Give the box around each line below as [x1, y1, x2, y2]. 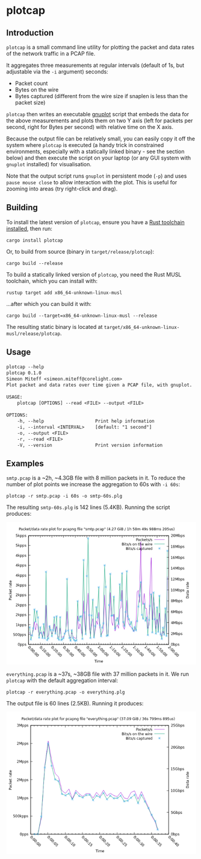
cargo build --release [6, 260, 63, 266]
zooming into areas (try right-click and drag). [6, 185, 118, 192]
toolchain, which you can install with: [6, 277, 98, 284]
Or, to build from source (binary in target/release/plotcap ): [6, 248, 155, 255]
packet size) [14, 99, 46, 106]
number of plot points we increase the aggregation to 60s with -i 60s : [6, 481, 181, 488]
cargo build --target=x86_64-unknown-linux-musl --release [6, 313, 158, 319]
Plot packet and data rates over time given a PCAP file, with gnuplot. [6, 382, 193, 388]
